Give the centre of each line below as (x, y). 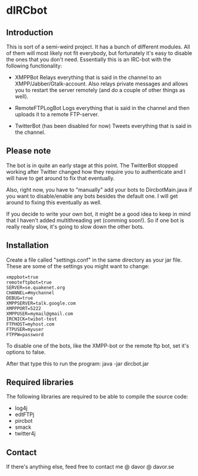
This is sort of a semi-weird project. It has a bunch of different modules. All (98, 47)
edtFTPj (24, 414)
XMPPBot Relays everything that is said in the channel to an (88, 77)
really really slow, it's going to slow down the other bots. (75, 226)
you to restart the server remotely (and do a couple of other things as (100, 90)
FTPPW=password (25, 334)
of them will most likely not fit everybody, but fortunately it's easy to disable (99, 53)
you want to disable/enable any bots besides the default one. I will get (92, 196)
